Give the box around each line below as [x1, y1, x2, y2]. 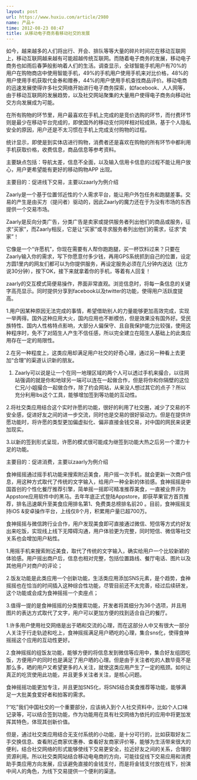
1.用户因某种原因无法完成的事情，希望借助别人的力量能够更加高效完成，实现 [6, 308, 189, 315]
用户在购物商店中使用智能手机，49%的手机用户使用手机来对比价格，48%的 [6, 70, 189, 77]
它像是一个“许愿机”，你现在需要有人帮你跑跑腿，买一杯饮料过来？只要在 [6, 246, 181, 253]
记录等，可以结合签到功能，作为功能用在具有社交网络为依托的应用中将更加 [6, 711, 186, 718]
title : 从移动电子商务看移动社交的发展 [6, 31, 90, 37]
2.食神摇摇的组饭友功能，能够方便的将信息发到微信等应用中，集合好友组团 [6, 649, 186, 656]
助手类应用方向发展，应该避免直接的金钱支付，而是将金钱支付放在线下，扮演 [6, 761, 191, 768]
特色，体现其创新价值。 [16, 718, 73, 725]
